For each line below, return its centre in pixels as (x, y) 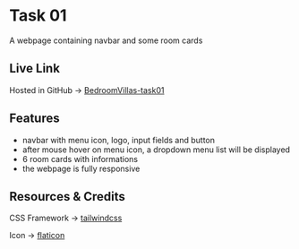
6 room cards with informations (80, 159)
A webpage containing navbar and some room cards (106, 40)
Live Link (35, 69)
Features (34, 119)
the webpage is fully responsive (81, 168)
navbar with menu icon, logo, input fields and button (118, 140)
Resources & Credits (67, 197)
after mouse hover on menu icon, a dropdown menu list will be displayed (156, 150)
